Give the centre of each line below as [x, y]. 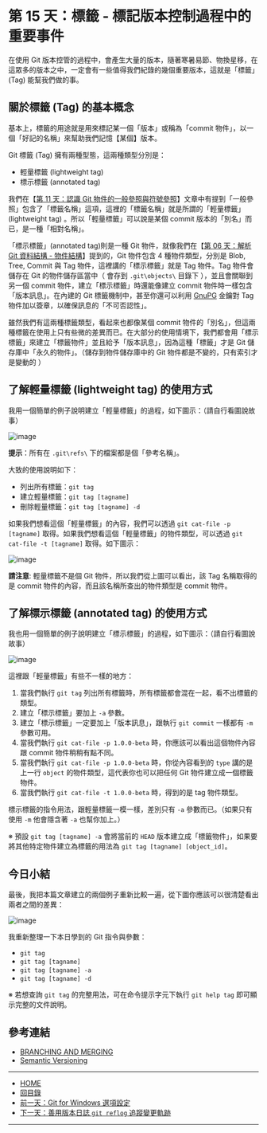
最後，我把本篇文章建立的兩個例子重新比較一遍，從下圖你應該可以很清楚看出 [133, 895]
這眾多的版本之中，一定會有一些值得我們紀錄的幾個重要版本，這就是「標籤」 [133, 69]
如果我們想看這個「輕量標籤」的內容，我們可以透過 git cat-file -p [120, 523]
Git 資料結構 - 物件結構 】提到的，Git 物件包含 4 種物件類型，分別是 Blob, [127, 255]
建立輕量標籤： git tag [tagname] [74, 496]
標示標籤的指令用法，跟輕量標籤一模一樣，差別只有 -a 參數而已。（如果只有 [130, 810]
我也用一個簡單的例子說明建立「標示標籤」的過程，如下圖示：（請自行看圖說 [132, 633]
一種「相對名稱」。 [59, 229]
